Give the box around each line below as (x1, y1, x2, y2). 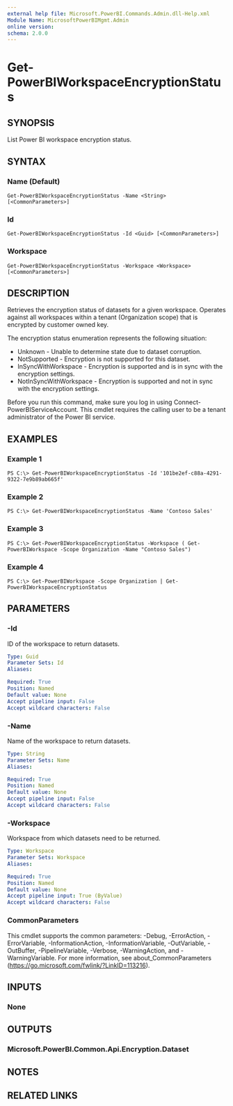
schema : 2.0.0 (7, 29, 49, 37)
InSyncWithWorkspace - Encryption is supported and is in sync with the (17, 362, 223, 371)
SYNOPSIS (7, 116, 55, 129)
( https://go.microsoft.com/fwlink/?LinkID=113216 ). (7, 961, 150, 969)
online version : (7, 23, 54, 30)
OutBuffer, (7, 946, 37, 955)
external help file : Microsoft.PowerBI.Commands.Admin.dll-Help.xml (7, 10, 210, 17)
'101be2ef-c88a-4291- (159, 470, 223, 477)
